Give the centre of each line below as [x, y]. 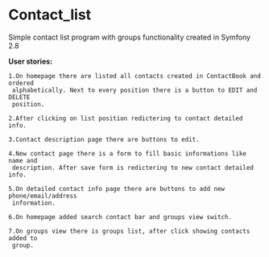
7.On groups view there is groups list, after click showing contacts [129, 231]
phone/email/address [43, 196]
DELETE [19, 97]
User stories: [31, 61]
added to [23, 238]
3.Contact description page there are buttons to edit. [104, 139]
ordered [21, 83]
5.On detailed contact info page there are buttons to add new [117, 189]
